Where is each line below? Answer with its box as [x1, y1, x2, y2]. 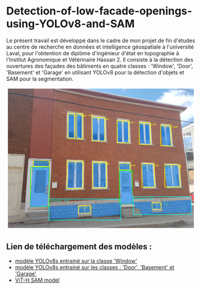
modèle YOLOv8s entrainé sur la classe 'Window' [14, 257, 137, 265]
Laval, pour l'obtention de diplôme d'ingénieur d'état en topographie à [6, 49, 179, 56]
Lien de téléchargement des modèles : [6, 242, 152, 252]
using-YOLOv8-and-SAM [6, 17, 135, 31]
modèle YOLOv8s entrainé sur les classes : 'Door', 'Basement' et [14, 264, 175, 271]
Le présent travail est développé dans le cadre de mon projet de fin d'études [6, 37, 196, 44]
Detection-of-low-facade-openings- [6, 4, 193, 18]
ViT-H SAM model [14, 276, 60, 284]
